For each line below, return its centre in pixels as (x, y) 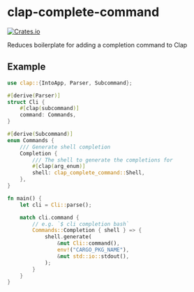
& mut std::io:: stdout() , (93, 256)
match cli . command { (50, 217)
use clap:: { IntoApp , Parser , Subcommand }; (70, 83)
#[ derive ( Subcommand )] (40, 134)
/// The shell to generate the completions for (103, 160)
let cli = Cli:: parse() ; (56, 205)
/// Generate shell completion (65, 147)
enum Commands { (31, 140)
